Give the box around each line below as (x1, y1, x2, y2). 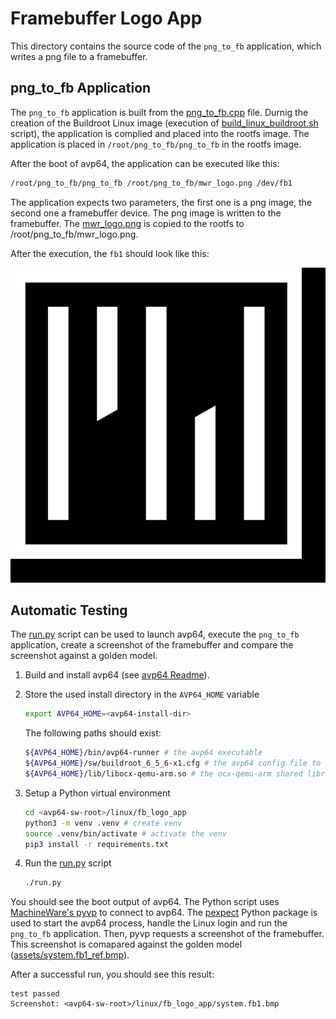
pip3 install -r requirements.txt (24, 839, 169, 849)
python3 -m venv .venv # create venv (24, 818, 183, 828)
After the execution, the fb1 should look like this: (10, 247, 210, 259)
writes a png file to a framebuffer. (10, 50, 148, 62)
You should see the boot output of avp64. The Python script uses (10, 896, 280, 908)
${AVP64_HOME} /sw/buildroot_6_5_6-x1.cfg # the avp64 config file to (24, 758, 322, 769)
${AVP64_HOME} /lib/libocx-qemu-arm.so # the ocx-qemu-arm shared (24, 769, 303, 779)
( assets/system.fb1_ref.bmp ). (10, 949, 130, 961)
